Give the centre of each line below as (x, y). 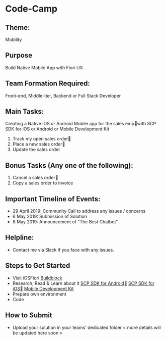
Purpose (19, 55)
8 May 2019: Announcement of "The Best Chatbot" (65, 222)
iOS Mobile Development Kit (43, 288)
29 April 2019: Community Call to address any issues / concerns (79, 211)
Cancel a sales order (34, 178)
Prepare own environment (39, 294)
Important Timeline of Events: (53, 199)
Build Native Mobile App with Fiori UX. (45, 67)
